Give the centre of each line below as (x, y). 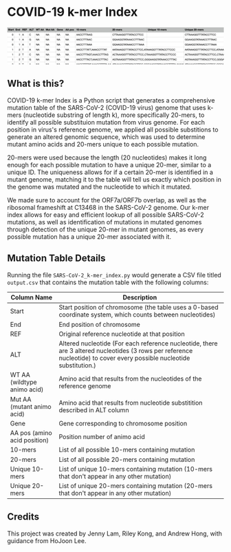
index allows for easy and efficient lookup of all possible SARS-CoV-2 (106, 215)
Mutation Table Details (56, 258)
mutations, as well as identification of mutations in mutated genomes (104, 222)
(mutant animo (31, 406)
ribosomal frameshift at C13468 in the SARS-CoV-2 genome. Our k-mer (108, 207)
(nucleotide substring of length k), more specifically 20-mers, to (114, 115)
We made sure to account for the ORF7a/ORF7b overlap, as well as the (107, 200)
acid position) (30, 440)
